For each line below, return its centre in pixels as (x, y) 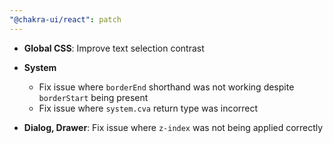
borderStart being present (93, 97)
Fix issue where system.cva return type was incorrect (148, 108)
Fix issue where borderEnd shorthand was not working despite (166, 87)
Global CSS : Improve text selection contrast (114, 48)
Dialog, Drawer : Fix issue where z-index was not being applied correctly (173, 127)
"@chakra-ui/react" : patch (65, 19)
